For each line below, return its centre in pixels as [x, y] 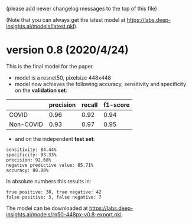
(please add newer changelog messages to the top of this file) [82, 9]
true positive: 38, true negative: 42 [54, 192]
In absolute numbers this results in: [49, 181]
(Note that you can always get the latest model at [66, 20]
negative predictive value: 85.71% [50, 165]
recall [90, 104]
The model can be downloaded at [47, 208]
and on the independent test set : [55, 139]
